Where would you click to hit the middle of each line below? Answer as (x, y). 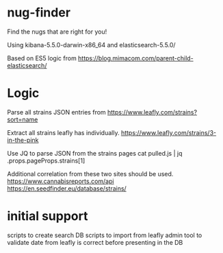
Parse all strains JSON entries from (56, 112)
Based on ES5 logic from (42, 58)
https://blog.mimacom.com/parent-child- (135, 58)
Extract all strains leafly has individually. (63, 132)
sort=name (23, 119)
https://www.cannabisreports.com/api (61, 181)
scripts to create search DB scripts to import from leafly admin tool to (105, 235)
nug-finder (39, 13)
